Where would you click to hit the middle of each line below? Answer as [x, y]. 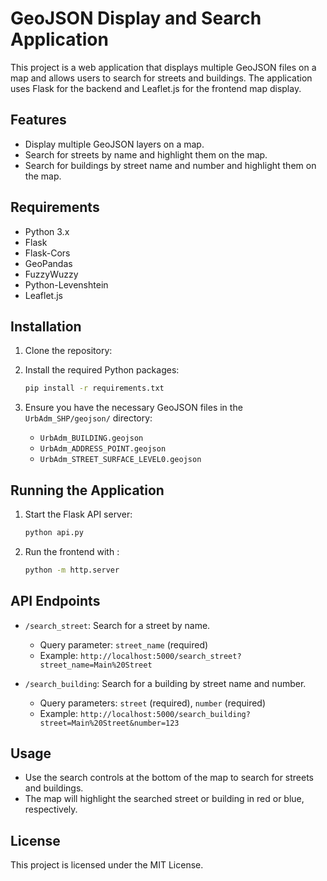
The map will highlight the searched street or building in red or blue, [164, 799]
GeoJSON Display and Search [136, 18]
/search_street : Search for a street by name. [117, 625]
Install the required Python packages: [102, 370]
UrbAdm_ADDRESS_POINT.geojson [103, 449]
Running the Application [87, 490]
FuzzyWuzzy [51, 274]
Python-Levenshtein [66, 284]
